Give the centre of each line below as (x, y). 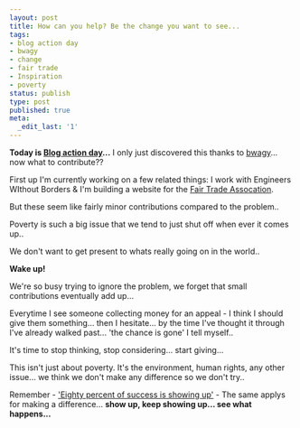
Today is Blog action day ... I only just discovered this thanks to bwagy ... (144, 153)
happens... (30, 414)
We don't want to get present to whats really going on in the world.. (135, 251)
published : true (40, 110)
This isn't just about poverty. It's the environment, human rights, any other (147, 368)
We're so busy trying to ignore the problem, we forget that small (128, 286)
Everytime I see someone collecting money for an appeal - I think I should (146, 313)
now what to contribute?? (56, 162)
